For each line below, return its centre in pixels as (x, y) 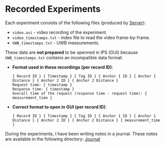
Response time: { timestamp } (43, 89)
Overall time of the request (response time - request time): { (80, 93)
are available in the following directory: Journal (53, 139)
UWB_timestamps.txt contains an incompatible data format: (64, 57)
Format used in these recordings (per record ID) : (63, 67)
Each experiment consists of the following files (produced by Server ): (76, 23)
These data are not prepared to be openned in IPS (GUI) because (72, 52)
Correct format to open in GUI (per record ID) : (59, 107)
